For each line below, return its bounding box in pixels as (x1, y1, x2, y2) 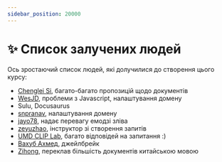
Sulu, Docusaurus (17, 101, 70, 110)
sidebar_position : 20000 (7, 10, 81, 18)
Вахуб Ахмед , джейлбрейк (17, 139, 100, 148)
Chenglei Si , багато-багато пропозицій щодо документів (17, 86, 189, 94)
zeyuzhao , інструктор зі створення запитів (17, 124, 147, 132)
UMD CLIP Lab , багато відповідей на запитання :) (17, 131, 166, 140)
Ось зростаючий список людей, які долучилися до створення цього (7, 65, 215, 73)
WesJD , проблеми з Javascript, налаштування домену (17, 94, 182, 102)
